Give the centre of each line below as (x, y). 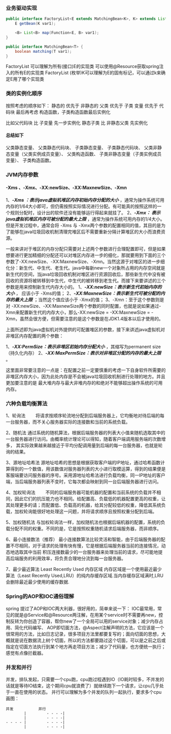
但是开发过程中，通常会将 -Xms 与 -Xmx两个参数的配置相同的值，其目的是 (83, 226)
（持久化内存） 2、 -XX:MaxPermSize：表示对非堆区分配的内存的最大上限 (83, 353)
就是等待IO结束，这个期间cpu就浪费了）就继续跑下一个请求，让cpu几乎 (85, 685)
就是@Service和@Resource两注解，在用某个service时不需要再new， (87, 615)
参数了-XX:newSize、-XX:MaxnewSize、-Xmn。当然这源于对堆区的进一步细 (85, 262)
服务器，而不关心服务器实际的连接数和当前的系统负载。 (72, 422)
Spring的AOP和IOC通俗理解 (40, 596)
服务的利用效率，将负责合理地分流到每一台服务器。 (72, 559)
